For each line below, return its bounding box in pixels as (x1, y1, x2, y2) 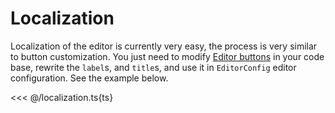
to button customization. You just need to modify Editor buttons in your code (10, 50, 325, 62)
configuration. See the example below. (10, 72, 169, 84)
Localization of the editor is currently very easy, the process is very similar (10, 40, 318, 52)
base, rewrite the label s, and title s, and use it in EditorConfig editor (10, 61, 297, 73)
